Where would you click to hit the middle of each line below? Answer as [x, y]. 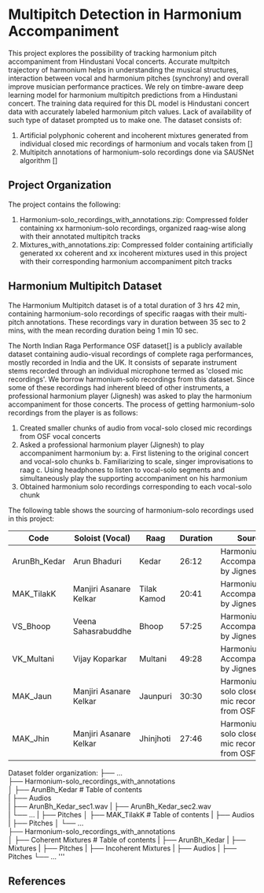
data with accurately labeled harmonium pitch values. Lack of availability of [130, 111]
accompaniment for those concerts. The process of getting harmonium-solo [132, 404]
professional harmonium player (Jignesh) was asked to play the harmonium [130, 396]
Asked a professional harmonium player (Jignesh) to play [112, 445]
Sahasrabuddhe [103, 631]
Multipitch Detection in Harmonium [125, 15]
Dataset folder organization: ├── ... [66, 772]
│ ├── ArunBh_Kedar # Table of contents [75, 789]
